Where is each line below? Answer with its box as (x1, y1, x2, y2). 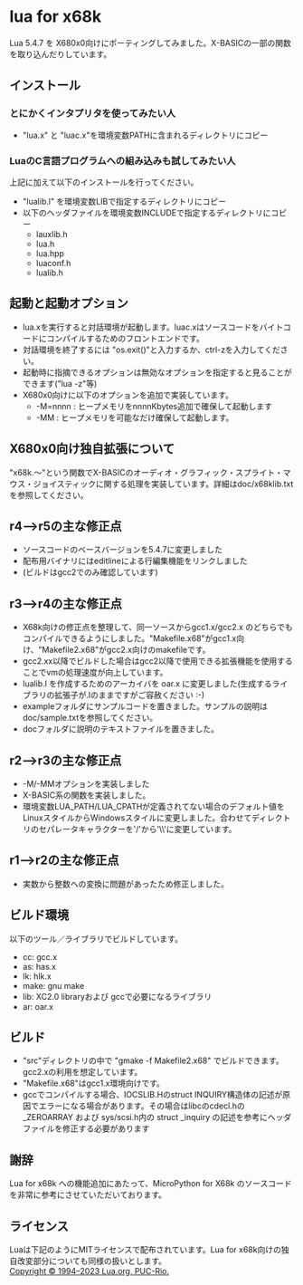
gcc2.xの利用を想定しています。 (22, 1067, 143, 1078)
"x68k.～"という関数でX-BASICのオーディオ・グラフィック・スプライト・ (9, 466, 283, 477)
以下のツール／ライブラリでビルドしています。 (9, 933, 184, 944)
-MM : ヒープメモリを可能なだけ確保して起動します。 (35, 412, 234, 423)
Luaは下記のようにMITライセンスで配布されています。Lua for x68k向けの (9, 1244, 282, 1255)
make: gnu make (22, 980, 85, 991)
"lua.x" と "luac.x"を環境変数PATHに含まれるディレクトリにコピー (22, 129, 269, 140)
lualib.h (35, 267, 63, 278)
